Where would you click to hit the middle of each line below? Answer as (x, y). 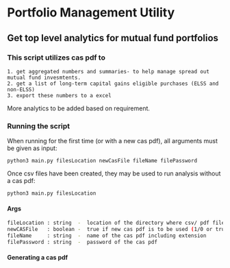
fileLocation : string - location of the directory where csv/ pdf (108, 223)
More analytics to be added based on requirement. (79, 108)
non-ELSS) (21, 89)
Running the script (39, 126)
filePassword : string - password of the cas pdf (82, 242)
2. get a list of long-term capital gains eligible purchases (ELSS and (113, 84)
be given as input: (32, 148)
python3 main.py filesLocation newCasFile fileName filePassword (102, 161)
